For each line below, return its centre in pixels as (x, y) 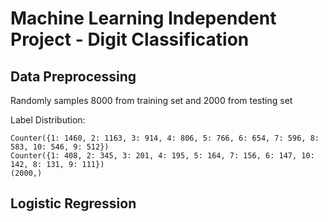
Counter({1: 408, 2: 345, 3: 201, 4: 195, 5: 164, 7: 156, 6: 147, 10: (162, 156)
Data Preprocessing (73, 76)
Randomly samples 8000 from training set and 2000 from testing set (151, 100)
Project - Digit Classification (130, 39)
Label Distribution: (48, 120)
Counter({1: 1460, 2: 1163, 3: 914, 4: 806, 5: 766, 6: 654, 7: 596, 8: (165, 138)
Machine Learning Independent (143, 18)
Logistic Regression (73, 203)
